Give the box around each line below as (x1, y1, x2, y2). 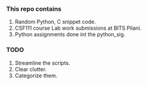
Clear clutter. (14, 65, 47, 73)
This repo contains (6, 5, 61, 13)
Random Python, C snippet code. (14, 18, 96, 26)
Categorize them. (14, 72, 58, 79)
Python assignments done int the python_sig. (14, 31, 126, 38)
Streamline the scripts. (14, 59, 70, 67)
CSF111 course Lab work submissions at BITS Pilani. (14, 24, 142, 32)
